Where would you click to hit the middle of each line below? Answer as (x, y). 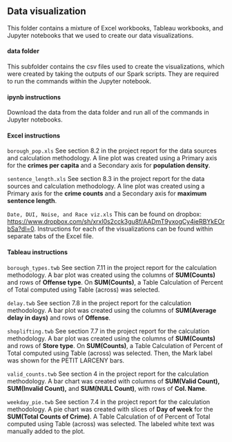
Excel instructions (34, 135)
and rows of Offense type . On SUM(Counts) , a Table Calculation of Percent (115, 282)
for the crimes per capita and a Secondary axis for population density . (109, 166)
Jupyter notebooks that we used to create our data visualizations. (100, 35)
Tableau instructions (37, 252)
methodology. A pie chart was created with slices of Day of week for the (110, 409)
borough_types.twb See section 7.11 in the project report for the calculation (112, 267)
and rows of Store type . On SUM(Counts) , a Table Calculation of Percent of (115, 345)
